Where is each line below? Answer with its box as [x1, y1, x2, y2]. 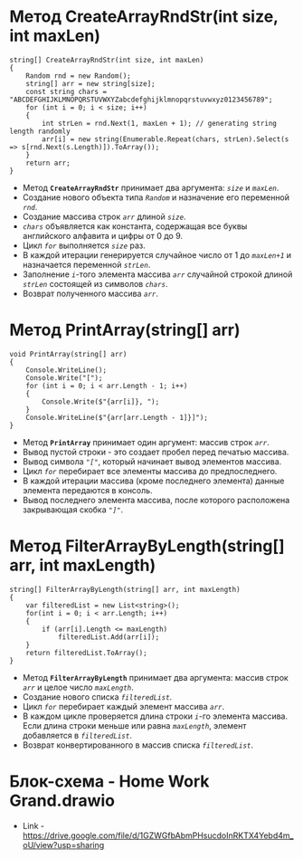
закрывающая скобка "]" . [22, 504, 124, 515]
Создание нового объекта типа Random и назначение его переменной [22, 192, 290, 203]
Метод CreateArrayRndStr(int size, [9, 6, 279, 27]
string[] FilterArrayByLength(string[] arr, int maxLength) [9, 585, 241, 594]
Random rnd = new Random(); [25, 71, 131, 81]
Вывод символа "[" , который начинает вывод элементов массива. [22, 455, 282, 467]
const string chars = [25, 87, 107, 96]
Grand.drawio [9, 790, 116, 811]
